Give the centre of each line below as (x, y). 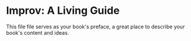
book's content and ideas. (38, 32)
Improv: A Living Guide (63, 11)
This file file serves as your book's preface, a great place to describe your (95, 27)
